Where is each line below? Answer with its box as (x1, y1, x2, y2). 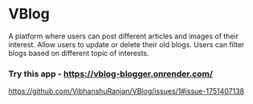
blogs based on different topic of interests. (8, 48, 149, 58)
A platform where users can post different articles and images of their (8, 31, 239, 41)
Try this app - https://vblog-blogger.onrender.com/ (8, 68, 213, 79)
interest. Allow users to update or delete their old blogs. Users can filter (8, 39, 245, 49)
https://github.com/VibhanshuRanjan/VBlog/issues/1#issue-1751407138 (8, 86, 245, 96)
